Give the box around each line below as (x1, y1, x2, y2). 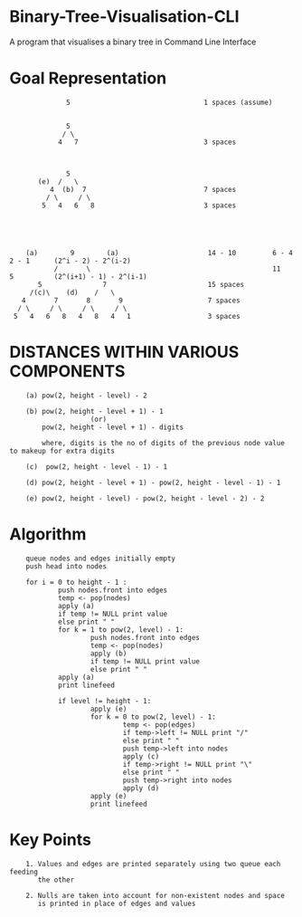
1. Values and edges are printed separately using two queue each (25, 859, 281, 868)
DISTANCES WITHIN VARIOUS (9, 342, 240, 363)
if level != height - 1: (57, 696, 152, 705)
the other (37, 875, 75, 884)
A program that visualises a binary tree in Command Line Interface (9, 36, 257, 47)
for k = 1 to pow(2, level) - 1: (57, 625, 184, 635)
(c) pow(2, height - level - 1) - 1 (25, 462, 168, 472)
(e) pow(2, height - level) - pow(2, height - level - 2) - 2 (25, 493, 265, 503)
